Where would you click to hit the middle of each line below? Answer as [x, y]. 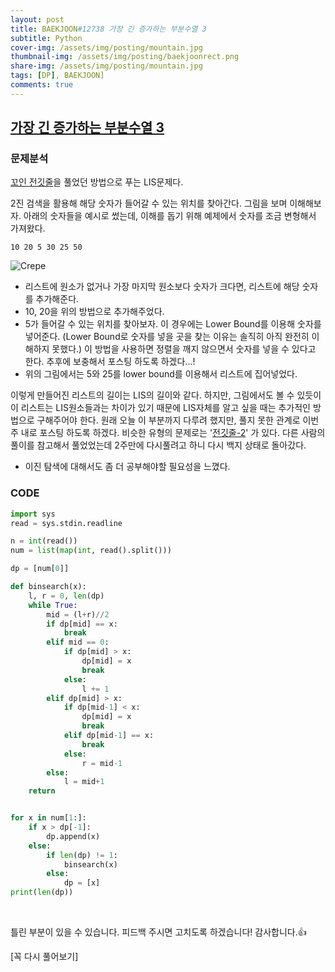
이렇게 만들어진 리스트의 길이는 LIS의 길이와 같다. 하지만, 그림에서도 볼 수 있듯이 [166, 395]
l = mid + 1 [84, 782]
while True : [53, 605]
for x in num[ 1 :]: [48, 818]
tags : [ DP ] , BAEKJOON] [57, 76]
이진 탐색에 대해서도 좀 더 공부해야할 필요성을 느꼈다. [127, 467]
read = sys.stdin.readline [66, 523]
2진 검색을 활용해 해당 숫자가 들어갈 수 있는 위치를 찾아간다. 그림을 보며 [149, 203]
